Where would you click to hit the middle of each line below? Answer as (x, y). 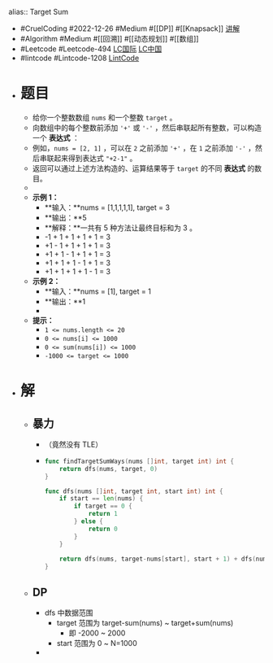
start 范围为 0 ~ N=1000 (97, 643)
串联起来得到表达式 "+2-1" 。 (88, 158)
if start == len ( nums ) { (102, 499)
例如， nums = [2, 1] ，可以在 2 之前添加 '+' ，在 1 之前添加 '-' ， (144, 148)
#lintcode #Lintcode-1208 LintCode (80, 58)
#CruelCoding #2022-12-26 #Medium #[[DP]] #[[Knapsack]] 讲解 (130, 28)
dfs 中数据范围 (69, 613)
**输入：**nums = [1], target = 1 (98, 291)
